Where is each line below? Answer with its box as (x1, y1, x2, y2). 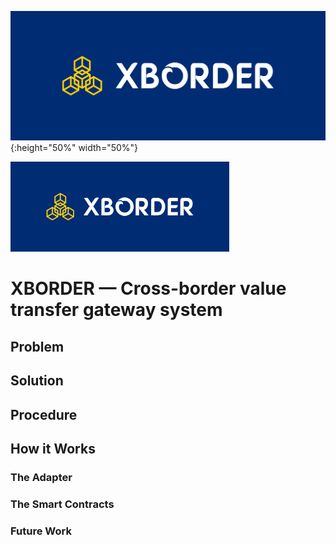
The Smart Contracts (10, 497, 115, 511)
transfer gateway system (10, 299, 223, 321)
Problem (10, 338, 65, 355)
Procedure (10, 406, 78, 423)
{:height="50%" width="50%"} (10, 142, 139, 154)
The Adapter (10, 470, 73, 484)
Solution (10, 372, 64, 390)
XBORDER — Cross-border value (10, 277, 287, 300)
